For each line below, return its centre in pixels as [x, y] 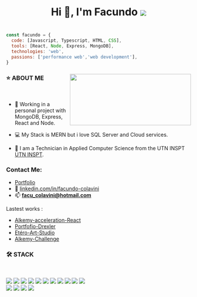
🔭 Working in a [32, 104]
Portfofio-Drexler [35, 227]
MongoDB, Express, [38, 116]
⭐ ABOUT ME [25, 77]
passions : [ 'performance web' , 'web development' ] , [74, 57]
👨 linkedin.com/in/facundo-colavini [57, 189]
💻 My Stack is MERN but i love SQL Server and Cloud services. [91, 134]
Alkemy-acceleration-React [47, 220]
